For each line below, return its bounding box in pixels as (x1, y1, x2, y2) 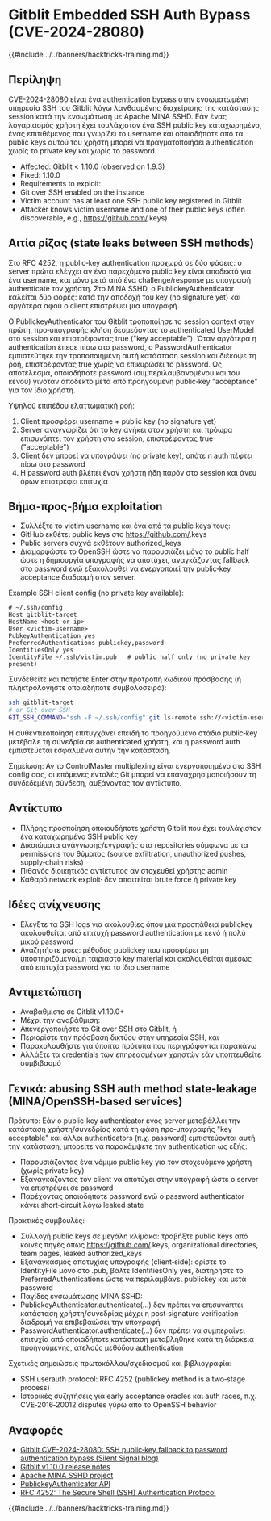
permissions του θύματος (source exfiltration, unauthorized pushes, (19, 848, 247, 858)
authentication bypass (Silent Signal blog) (19, 1453, 159, 1463)
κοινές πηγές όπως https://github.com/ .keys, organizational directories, (19, 1240, 259, 1250)
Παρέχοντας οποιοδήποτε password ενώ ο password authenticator (19, 1192, 244, 1201)
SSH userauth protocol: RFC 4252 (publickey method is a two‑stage (19, 1374, 246, 1384)
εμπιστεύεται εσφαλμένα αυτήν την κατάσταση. (8, 745, 171, 755)
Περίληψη (8, 73, 62, 86)
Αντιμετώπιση (8, 986, 82, 999)
